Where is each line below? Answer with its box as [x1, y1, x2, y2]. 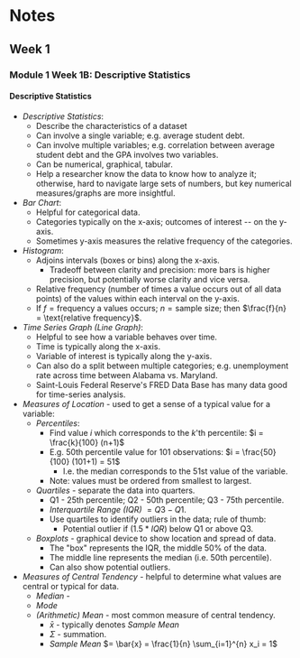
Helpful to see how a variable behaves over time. [35, 331, 218, 342]
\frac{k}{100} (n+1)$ [49, 437, 125, 448]
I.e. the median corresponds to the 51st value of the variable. [62, 466, 288, 477]
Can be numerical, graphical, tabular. [35, 159, 174, 170]
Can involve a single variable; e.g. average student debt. [35, 130, 245, 141]
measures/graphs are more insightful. [35, 187, 176, 199]
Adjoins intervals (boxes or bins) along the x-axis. [35, 255, 221, 265]
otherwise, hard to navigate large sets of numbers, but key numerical [35, 178, 292, 189]
